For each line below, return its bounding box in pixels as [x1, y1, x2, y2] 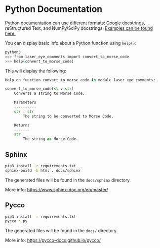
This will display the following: [5, 68, 67, 74]
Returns [14, 123, 30, 127]
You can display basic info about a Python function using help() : [5, 40, 137, 46]
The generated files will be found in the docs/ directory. [5, 228, 118, 234]
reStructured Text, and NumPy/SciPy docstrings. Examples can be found [5, 25, 153, 31]
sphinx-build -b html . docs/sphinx [5, 168, 80, 173]
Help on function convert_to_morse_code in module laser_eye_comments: [5, 77, 156, 82]
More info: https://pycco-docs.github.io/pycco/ [5, 237, 101, 244]
